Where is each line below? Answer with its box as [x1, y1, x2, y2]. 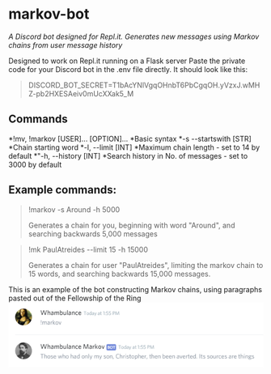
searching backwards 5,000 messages [28, 228, 158, 239]
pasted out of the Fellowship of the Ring [8, 293, 142, 303]
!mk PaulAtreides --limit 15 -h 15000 [28, 244, 148, 254]
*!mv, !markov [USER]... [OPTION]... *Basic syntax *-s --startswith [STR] [8, 134, 252, 143]
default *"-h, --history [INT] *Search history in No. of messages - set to [8, 151, 248, 160]
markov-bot [8, 5, 90, 23]
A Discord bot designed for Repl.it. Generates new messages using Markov [8, 32, 260, 41]
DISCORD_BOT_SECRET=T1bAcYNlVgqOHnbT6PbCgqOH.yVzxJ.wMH [28, 80, 260, 90]
